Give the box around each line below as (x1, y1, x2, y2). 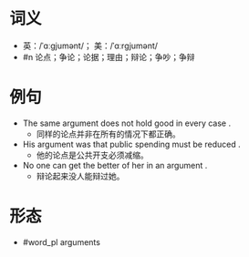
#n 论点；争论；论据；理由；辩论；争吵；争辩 (22, 51, 195, 62)
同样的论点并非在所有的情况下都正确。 (36, 128, 181, 139)
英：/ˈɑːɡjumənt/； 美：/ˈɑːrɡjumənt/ (22, 40, 158, 51)
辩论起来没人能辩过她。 (36, 170, 125, 181)
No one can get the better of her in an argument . (22, 159, 208, 170)
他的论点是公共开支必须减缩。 (36, 149, 149, 160)
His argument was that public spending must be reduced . (22, 139, 241, 149)
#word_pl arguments (22, 236, 100, 247)
